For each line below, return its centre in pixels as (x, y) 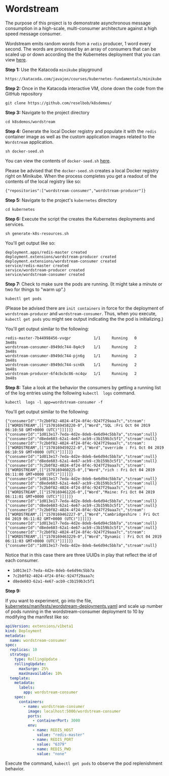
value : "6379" (52, 744)
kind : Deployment (24, 631)
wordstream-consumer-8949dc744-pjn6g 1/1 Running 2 (71, 356)
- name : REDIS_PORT (53, 739)
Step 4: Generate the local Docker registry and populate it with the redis (81, 131)
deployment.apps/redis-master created (46, 252)
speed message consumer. (33, 34)
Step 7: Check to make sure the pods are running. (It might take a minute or (84, 284)
